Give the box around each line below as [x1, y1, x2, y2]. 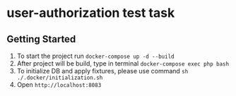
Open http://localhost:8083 [16, 80, 102, 89]
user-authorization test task [6, 5, 175, 21]
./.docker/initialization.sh [16, 74, 103, 81]
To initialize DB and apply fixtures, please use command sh [16, 67, 189, 75]
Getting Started [6, 33, 76, 45]
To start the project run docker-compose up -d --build [16, 52, 175, 60]
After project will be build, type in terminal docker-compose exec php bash [16, 59, 230, 68]
